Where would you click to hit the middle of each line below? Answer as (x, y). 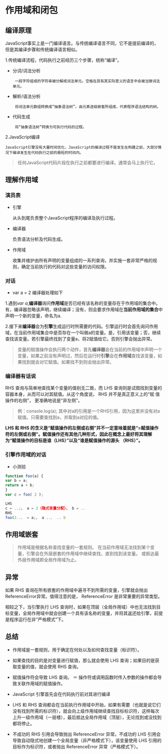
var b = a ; (16, 480)
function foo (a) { (24, 476)
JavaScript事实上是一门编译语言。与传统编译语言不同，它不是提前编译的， (82, 43)
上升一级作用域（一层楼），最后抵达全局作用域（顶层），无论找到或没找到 (87, 717)
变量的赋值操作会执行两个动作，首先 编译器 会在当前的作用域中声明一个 (90, 349)
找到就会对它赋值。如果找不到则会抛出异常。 (68, 362)
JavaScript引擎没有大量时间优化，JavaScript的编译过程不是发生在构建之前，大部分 (82, 147)
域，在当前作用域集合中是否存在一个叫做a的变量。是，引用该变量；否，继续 (83, 332)
